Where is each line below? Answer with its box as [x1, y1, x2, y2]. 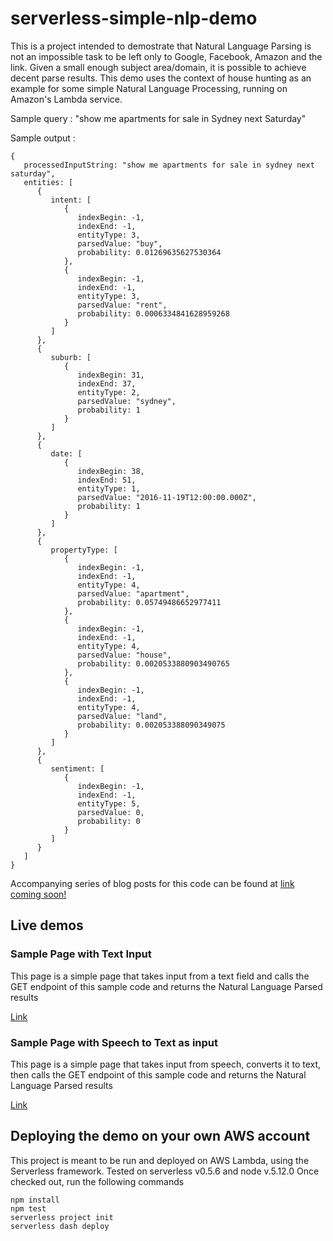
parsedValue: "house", [77, 650, 172, 660]
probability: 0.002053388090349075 [77, 720, 226, 730]
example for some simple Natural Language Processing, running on [10, 82, 288, 94]
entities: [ [23, 177, 74, 187]
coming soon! [10, 888, 67, 900]
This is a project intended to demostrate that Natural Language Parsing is [10, 40, 312, 52]
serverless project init [10, 1212, 114, 1222]
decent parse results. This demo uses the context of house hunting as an [10, 72, 312, 84]
